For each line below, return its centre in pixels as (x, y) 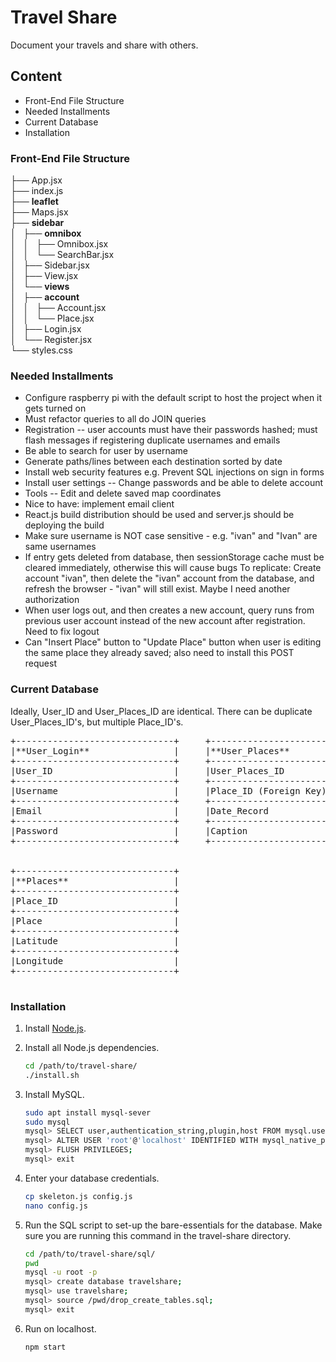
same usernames (60, 547)
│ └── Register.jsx (51, 340)
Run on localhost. (60, 1328)
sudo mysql (47, 1122)
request (40, 663)
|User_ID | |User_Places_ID (147, 770)
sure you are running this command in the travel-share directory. (158, 1235)
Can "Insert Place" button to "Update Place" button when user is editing (173, 642)
